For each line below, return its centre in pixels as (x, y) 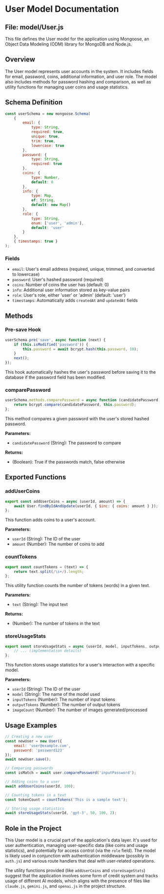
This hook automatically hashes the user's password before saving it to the (81, 372)
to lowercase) (26, 274)
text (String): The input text (40, 605)
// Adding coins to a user (32, 782)
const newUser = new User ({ (34, 741)
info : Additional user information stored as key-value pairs (71, 290)
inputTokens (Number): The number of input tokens (64, 699)
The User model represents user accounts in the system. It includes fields (79, 71)
